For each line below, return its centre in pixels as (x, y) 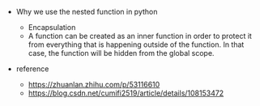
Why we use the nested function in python (87, 12)
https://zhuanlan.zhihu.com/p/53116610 (94, 85)
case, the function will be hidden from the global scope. (121, 53)
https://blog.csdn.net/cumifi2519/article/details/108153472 (126, 93)
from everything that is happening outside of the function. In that (136, 45)
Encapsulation (52, 27)
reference (32, 69)
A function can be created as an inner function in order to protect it (140, 36)
